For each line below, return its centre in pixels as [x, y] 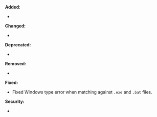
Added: [13, 7]
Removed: [16, 64]
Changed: [15, 26]
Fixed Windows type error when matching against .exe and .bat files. [82, 92]
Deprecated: [18, 45]
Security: [15, 101]
